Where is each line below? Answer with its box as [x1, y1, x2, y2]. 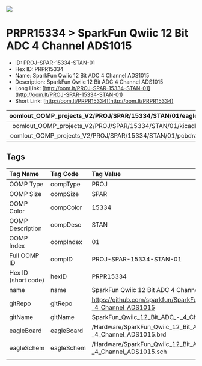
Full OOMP [9, 251, 40, 260]
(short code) [9, 276, 45, 284]
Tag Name [9, 169, 39, 178]
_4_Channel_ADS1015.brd [91, 330, 167, 338]
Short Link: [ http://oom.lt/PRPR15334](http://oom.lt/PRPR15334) [14, 97, 174, 105]
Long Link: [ [14, 84, 45, 91]
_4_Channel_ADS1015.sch [91, 347, 167, 356]
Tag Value [91, 169, 121, 178]
